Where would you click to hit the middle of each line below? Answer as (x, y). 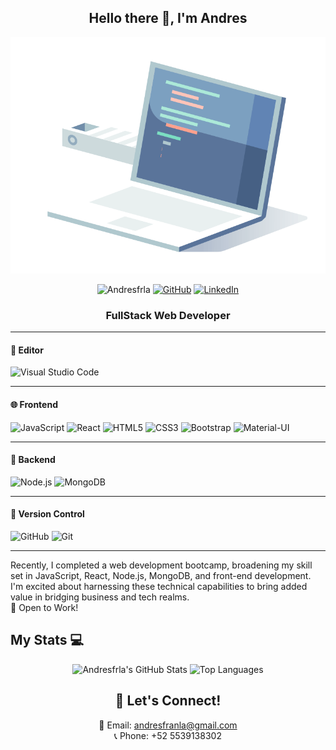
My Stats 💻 (47, 640)
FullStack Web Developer (168, 315)
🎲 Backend (33, 460)
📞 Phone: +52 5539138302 (168, 735)
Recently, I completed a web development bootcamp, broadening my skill (161, 565)
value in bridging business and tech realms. (100, 597)
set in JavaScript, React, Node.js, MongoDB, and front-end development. (161, 575)
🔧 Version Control (47, 514)
